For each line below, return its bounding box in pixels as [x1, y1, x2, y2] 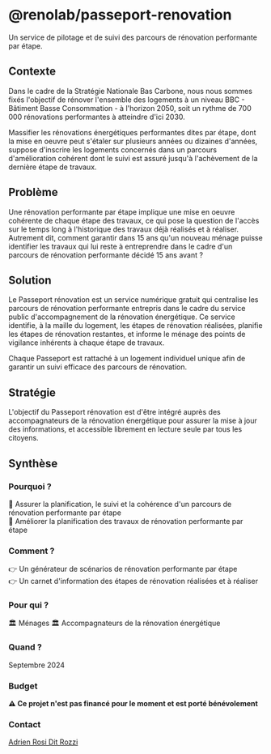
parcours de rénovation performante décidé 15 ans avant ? [8, 249, 204, 260]
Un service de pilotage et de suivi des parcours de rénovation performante [8, 32, 257, 42]
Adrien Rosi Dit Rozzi [8, 737, 78, 747]
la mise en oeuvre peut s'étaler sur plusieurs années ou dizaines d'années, [8, 136, 258, 146]
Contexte [8, 65, 57, 79]
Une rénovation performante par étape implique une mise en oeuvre [8, 207, 235, 216]
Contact [8, 718, 41, 730]
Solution [8, 273, 52, 287]
